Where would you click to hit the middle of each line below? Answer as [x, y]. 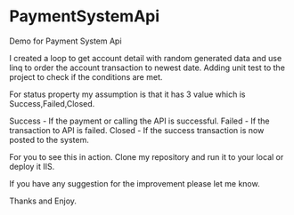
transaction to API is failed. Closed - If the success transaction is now [137, 130]
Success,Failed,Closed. [52, 103]
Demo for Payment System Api [65, 41]
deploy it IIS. [32, 166]
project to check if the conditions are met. [86, 76]
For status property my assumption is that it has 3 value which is [127, 94]
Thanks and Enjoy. [43, 201]
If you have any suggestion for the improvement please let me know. [135, 183]
